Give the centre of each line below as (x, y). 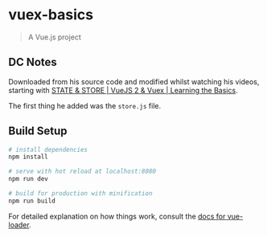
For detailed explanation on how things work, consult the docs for (117, 216)
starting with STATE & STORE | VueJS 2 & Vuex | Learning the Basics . (123, 90)
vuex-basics (51, 15)
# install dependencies (48, 149)
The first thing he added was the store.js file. (85, 105)
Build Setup (38, 131)
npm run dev (28, 179)
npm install (28, 157)
